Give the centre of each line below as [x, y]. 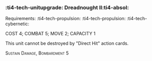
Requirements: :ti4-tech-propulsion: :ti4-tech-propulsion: [66, 19]
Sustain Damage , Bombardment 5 [37, 53]
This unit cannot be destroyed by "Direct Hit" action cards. [67, 43]
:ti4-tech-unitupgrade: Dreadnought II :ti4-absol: [67, 8]
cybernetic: [17, 24]
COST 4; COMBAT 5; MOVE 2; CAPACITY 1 [50, 34]
